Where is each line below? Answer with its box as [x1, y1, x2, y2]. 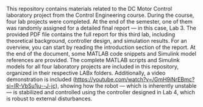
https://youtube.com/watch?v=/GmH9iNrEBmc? [74, 76, 195, 83]
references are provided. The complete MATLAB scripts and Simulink [6, 57, 180, 63]
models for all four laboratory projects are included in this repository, [6, 63, 179, 70]
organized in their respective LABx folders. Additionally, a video [6, 70, 166, 76]
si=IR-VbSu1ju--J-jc [6, 82, 56, 89]
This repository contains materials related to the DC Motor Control [6, 5, 173, 12]
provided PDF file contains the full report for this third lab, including [6, 31, 176, 38]
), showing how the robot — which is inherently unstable [55, 82, 197, 89]
